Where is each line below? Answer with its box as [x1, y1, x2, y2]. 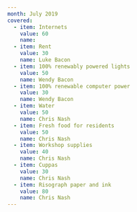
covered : [7, 17, 33, 24]
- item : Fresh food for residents [13, 122, 115, 129]
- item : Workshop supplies [13, 142, 93, 149]
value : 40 [20, 148, 49, 155]
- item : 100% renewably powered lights [13, 63, 131, 70]
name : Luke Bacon [20, 57, 71, 64]
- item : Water [13, 102, 55, 110]
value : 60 [20, 30, 49, 37]
